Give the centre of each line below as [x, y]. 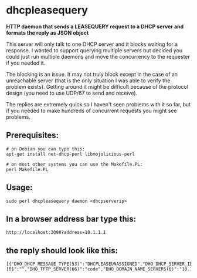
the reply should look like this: [62, 250]
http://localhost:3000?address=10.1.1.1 [56, 233]
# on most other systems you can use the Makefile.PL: [74, 164]
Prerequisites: [32, 135]
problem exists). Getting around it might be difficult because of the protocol [97, 86]
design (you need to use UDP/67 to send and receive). [72, 93]
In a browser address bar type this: [71, 219]
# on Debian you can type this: [45, 149]
